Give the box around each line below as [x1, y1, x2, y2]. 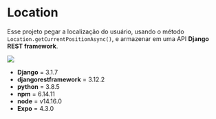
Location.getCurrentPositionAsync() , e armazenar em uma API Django [7, 34, 210, 42]
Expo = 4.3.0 [17, 104, 54, 112]
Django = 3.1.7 [17, 68, 58, 76]
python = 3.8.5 [17, 82, 60, 90]
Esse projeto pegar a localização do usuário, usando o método [7, 27, 184, 36]
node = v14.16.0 [17, 97, 62, 105]
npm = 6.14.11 [17, 90, 55, 98]
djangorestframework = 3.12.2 [17, 75, 105, 83]
